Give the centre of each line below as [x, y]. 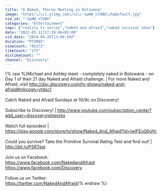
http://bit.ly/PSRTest [25, 147]
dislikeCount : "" [23, 55]
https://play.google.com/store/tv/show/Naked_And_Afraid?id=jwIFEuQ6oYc [81, 131]
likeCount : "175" [23, 51]
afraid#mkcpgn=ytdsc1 [28, 89]
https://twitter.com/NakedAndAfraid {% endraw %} [56, 183]
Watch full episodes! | [27, 126]
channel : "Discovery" [27, 60]
